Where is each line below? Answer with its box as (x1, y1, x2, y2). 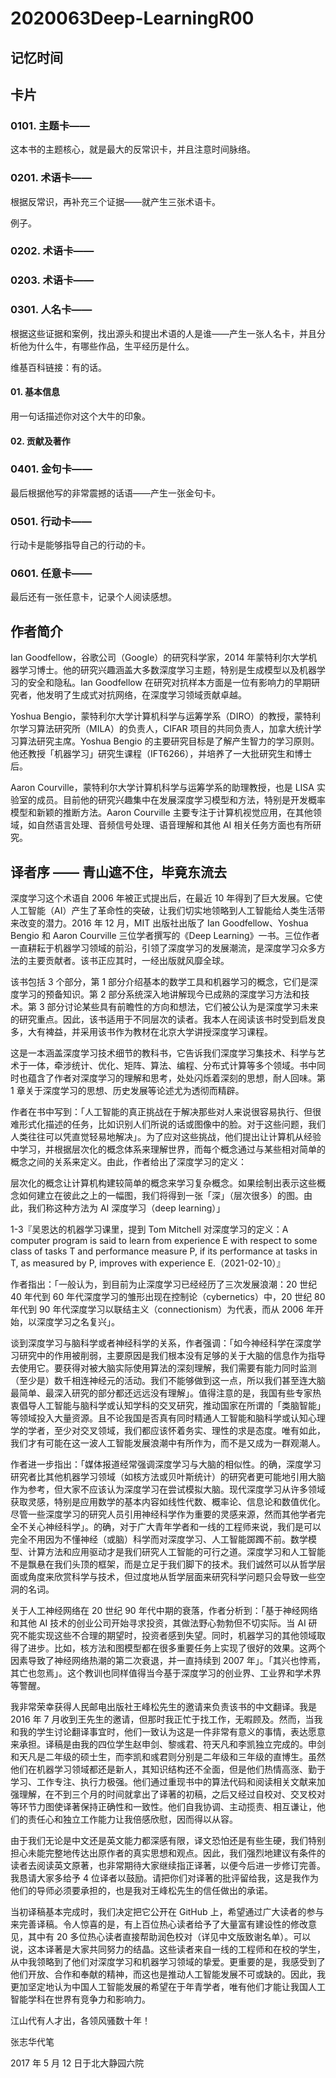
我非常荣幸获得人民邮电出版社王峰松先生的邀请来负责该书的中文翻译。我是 (10, 1701, 317, 1713)
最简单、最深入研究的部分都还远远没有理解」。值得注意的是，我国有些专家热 (10, 1387, 322, 1399)
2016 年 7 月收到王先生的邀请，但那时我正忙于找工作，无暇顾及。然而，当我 (10, 1713, 323, 1726)
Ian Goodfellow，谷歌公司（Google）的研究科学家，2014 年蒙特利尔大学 (10, 652, 309, 664)
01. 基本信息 (10, 386, 61, 398)
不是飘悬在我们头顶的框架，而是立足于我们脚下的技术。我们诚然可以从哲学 (10, 1558, 317, 1571)
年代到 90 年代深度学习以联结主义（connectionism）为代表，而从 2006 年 (10, 1303, 315, 1316)
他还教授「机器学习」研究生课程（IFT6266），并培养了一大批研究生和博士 (10, 748, 313, 760)
